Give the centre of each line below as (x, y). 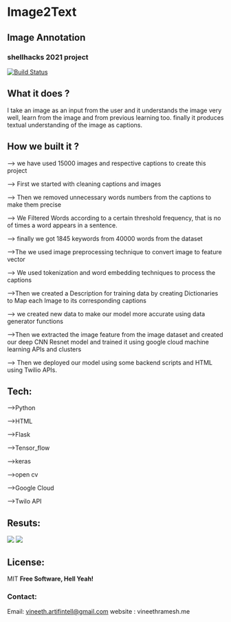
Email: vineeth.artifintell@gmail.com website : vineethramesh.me (99, 612)
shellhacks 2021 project (48, 57)
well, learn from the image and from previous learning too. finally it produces (115, 117)
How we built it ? (43, 146)
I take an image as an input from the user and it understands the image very (114, 110)
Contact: (22, 597)
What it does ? (38, 94)
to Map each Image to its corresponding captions (77, 300)
